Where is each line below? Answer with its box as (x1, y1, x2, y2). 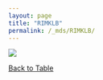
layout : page (8, 11, 52, 20)
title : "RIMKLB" (8, 19, 63, 27)
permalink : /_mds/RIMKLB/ (8, 26, 95, 34)
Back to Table (8, 63, 54, 73)
